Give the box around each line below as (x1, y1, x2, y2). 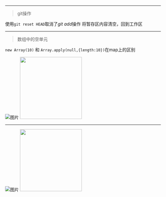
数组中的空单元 (17, 36, 48, 42)
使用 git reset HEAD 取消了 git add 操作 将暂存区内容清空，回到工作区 (5, 21, 143, 27)
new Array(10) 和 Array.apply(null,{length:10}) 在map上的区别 (5, 47, 136, 53)
